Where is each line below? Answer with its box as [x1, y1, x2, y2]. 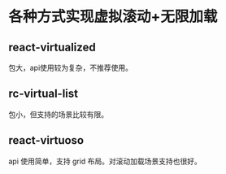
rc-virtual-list [8, 87, 79, 101]
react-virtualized [8, 40, 96, 54]
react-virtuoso [8, 133, 84, 147]
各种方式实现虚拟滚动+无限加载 [8, 7, 218, 26]
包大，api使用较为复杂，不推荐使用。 [8, 63, 133, 72]
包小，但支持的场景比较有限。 [8, 109, 108, 119]
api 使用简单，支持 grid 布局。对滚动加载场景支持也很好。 [8, 156, 202, 166]
